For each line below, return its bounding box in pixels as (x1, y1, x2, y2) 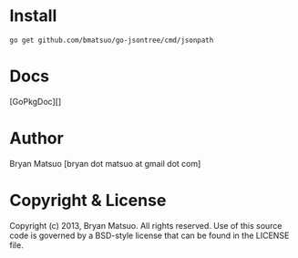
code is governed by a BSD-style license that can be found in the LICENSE (9, 230, 290, 241)
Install (9, 5, 57, 26)
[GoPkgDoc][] (9, 96, 62, 107)
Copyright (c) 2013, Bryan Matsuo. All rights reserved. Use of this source (9, 220, 283, 231)
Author (9, 129, 64, 149)
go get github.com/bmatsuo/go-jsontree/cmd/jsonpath (9, 36, 214, 45)
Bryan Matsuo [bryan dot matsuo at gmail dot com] (9, 158, 201, 169)
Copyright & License (9, 191, 167, 211)
